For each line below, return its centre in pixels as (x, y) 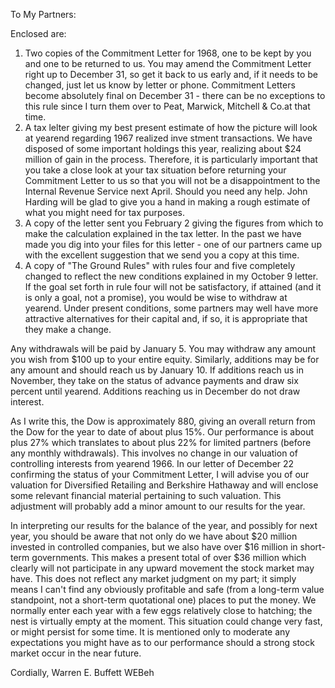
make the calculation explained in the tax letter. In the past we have (163, 233)
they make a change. (68, 329)
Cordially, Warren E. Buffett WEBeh (82, 672)
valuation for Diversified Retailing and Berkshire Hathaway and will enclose (164, 485)
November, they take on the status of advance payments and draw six (154, 380)
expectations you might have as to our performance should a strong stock (162, 642)
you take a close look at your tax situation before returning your (155, 170)
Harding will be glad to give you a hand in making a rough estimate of (167, 202)
